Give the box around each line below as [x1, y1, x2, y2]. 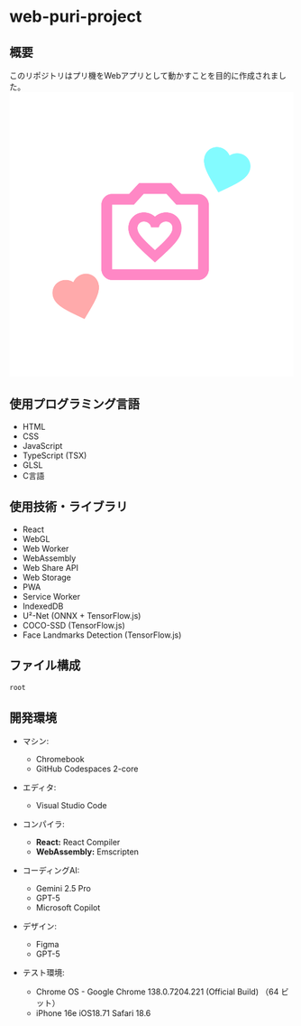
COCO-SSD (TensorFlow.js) [22, 620, 126, 630]
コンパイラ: [22, 819, 65, 830]
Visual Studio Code [35, 800, 107, 811]
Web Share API [22, 562, 79, 573]
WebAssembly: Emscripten [35, 846, 140, 857]
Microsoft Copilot [35, 902, 101, 913]
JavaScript [22, 440, 63, 451]
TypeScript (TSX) [22, 450, 87, 461]
